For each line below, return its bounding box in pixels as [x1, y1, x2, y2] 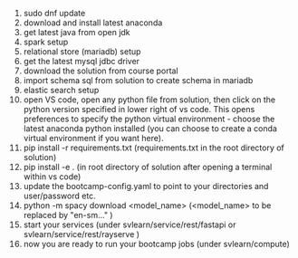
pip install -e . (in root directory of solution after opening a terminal [23, 162, 273, 172]
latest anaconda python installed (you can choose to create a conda [23, 123, 277, 134]
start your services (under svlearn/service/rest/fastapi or [23, 219, 236, 230]
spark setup [23, 36, 69, 47]
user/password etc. [23, 190, 96, 201]
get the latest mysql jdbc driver [23, 56, 139, 66]
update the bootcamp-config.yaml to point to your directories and [23, 181, 269, 191]
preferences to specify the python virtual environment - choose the [23, 113, 275, 124]
